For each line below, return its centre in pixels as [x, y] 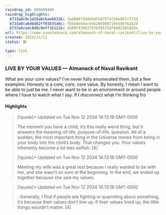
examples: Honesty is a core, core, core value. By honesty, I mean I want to [82, 84]
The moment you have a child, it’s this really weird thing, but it [80, 127]
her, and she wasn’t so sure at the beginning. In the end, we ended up [88, 172]
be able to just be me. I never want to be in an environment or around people [83, 89]
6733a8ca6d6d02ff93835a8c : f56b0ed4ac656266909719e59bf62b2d [74, 24]
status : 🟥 [16, 42]
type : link [16, 51]
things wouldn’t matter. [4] [44, 207]
